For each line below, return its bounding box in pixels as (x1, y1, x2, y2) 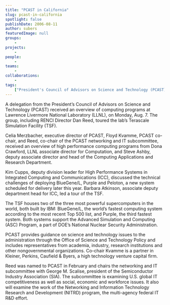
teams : (5, 64, 19, 69)
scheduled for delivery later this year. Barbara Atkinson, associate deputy (5, 185, 158, 191)
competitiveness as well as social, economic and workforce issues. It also (5, 279, 159, 285)
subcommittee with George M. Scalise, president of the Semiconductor (5, 268, 153, 274)
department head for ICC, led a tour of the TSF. (5, 190, 104, 196)
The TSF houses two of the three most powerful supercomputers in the (5, 200, 154, 206)
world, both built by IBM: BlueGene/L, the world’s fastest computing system (5, 206, 163, 212)
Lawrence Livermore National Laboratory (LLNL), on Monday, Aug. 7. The (5, 112, 158, 118)
